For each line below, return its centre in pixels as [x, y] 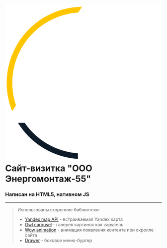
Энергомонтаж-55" [48, 179]
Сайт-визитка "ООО [49, 168]
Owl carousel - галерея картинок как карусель [74, 225]
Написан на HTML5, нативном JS [47, 194]
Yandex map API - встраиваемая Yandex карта [74, 219]
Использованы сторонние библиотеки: [59, 210]
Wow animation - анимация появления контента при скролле [89, 230]
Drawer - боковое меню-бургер [58, 241]
